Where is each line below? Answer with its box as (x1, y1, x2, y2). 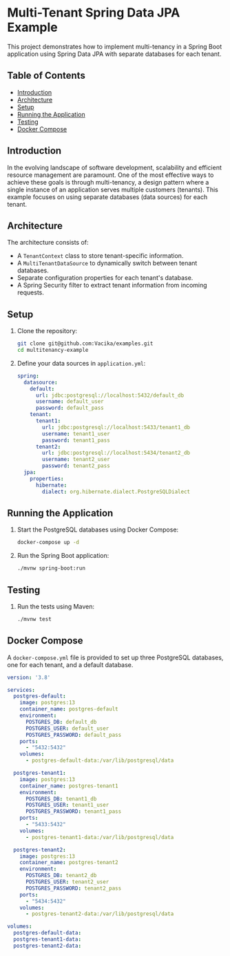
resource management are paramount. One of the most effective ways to (7, 171, 214, 179)
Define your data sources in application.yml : (17, 359, 146, 367)
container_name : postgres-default (19, 706, 118, 713)
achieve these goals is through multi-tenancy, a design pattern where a (7, 178, 209, 186)
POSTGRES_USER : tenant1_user (25, 802, 109, 809)
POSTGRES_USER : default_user (25, 724, 109, 732)
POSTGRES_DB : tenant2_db (25, 872, 97, 879)
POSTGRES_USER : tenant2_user (25, 879, 109, 885)
